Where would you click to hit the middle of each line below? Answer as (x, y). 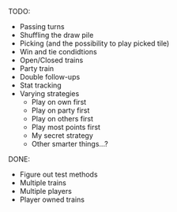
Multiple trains (43, 183)
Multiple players (46, 191)
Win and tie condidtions (58, 52)
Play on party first (60, 110)
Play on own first (59, 102)
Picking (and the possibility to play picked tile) (94, 43)
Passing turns (42, 26)
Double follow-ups (50, 77)
